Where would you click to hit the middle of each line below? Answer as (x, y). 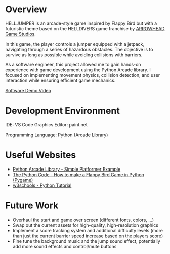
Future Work (32, 205)
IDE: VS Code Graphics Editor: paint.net (46, 124)
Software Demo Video (28, 90)
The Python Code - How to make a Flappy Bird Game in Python (78, 174)
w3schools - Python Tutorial (42, 185)
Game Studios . (21, 34)
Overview (26, 9)
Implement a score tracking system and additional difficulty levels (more (88, 230)
